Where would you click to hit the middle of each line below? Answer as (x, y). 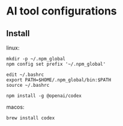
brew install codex (31, 118)
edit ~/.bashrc (25, 75)
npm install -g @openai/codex (44, 96)
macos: (15, 107)
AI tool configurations (61, 11)
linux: (13, 48)
